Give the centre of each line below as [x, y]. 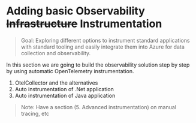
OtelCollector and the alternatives [56, 83]
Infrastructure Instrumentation [84, 24]
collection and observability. [56, 53]
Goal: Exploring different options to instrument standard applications [105, 40]
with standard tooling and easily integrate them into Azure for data [102, 47]
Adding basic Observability [76, 11]
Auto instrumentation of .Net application [64, 89]
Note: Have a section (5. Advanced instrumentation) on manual [99, 107]
